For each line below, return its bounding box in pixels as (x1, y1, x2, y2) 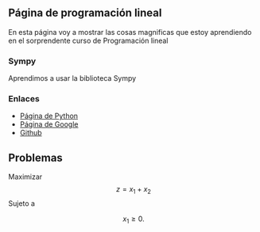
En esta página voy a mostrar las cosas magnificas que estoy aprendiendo (8, 27, 252, 36)
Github (19, 128, 42, 138)
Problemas (8, 150, 64, 165)
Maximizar (8, 172, 43, 181)
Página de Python (19, 111, 78, 121)
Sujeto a (8, 199, 36, 208)
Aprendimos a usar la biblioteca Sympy (8, 74, 137, 83)
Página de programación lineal (8, 6, 162, 20)
